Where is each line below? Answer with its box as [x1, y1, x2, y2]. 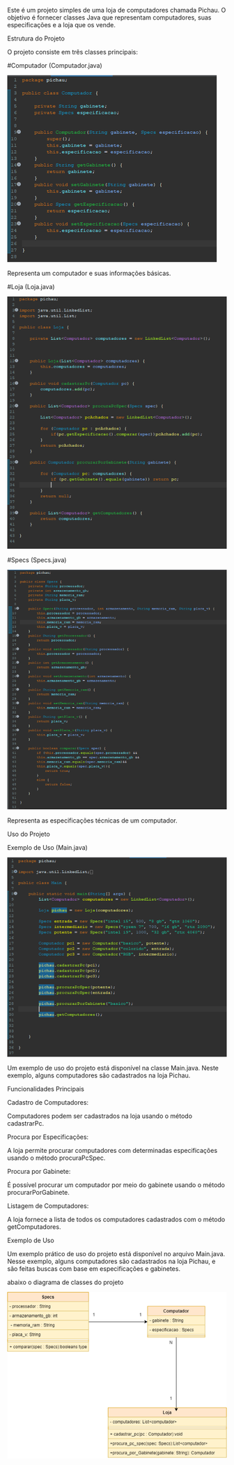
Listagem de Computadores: [7, 1202, 89, 1210]
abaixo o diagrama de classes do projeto [7, 1278, 124, 1287]
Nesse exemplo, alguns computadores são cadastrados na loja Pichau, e [7, 1257, 216, 1266]
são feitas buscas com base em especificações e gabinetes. [7, 1265, 181, 1273]
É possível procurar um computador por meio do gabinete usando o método [7, 1181, 225, 1189]
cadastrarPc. [7, 1119, 44, 1128]
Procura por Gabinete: [7, 1168, 71, 1176]
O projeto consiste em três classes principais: [7, 48, 138, 56]
